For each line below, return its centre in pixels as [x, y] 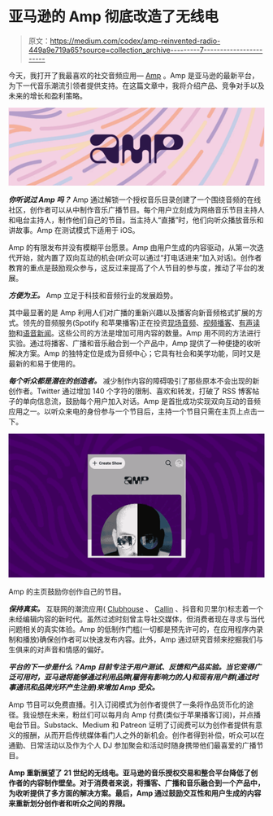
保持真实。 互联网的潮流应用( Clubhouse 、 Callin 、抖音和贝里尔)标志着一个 [136, 608]
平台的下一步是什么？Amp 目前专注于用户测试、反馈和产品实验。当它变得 [131, 667]
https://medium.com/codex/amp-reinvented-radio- [135, 41]
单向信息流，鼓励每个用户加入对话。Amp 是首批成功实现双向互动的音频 [142, 401]
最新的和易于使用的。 [44, 363]
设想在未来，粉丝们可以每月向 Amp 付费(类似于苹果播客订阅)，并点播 [145, 714]
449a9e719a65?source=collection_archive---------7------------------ [145, 50]
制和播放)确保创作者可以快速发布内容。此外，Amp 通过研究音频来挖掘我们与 [136, 639]
